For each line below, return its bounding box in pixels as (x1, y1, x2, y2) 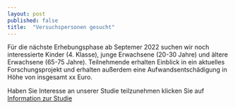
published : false (7, 17, 59, 24)
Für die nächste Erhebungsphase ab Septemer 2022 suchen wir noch (7, 43, 210, 52)
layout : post (7, 10, 46, 18)
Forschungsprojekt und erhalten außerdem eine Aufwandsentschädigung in (7, 65, 227, 74)
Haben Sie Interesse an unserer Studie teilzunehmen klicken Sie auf (7, 86, 205, 96)
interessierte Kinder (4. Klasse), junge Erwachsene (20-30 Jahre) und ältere (7, 50, 228, 59)
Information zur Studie (7, 94, 73, 103)
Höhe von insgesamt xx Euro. (7, 73, 93, 81)
